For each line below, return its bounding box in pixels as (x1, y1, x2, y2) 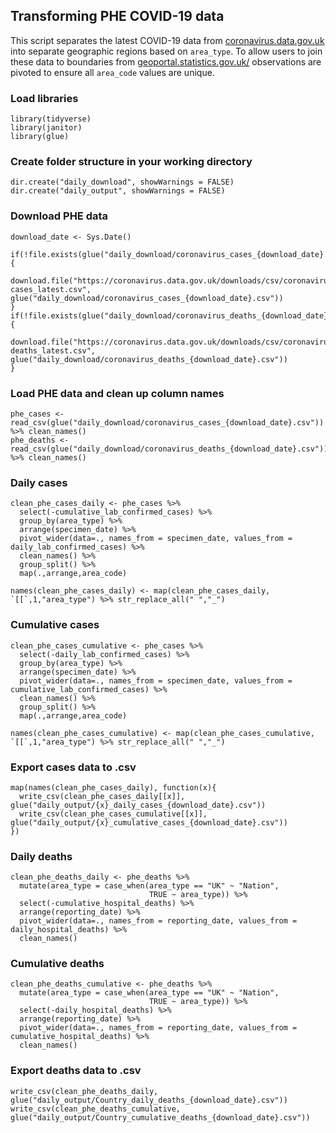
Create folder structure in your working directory (10, 155, 253, 169)
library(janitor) (10, 123, 83, 133)
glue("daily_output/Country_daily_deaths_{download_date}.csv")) (10, 1095, 288, 1105)
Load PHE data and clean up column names (10, 386, 225, 400)
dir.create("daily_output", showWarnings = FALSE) (10, 186, 226, 196)
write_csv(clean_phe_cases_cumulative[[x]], (19, 809, 208, 819)
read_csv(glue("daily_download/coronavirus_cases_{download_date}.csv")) (10, 418, 325, 428)
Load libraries (10, 91, 79, 105)
